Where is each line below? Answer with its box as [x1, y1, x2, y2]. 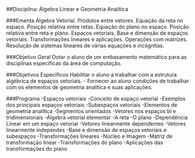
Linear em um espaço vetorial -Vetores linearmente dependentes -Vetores [6, 120, 186, 127]
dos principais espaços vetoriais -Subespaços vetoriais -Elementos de [6, 101, 178, 108]
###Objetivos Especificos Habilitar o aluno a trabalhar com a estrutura [6, 71, 177, 78]
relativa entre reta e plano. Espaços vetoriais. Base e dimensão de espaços [6, 29, 189, 37]
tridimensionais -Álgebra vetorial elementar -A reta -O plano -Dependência [6, 114, 188, 121]
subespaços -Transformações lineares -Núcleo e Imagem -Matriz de [6, 133, 173, 140]
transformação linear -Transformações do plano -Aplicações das [6, 139, 164, 146]
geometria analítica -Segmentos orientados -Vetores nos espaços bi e [6, 108, 176, 114]
